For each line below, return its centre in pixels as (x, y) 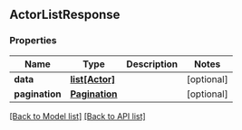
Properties (33, 41)
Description (152, 64)
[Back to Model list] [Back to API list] (78, 116)
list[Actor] (93, 79)
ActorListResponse (65, 15)
